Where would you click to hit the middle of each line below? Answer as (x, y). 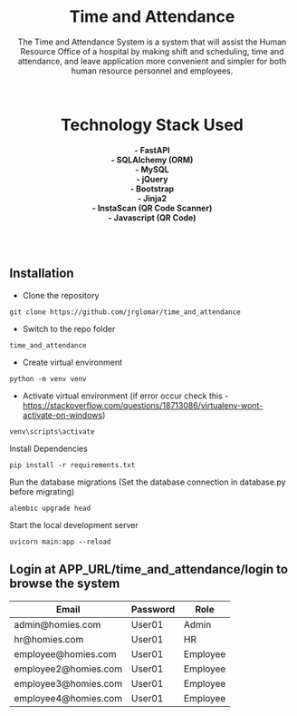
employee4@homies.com (68, 698)
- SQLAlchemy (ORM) (152, 160)
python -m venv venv (48, 378)
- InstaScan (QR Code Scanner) (152, 208)
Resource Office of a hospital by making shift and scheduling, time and (152, 51)
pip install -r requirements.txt (72, 465)
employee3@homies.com (68, 683)
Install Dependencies (48, 448)
